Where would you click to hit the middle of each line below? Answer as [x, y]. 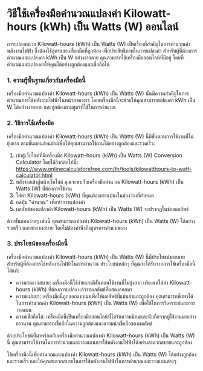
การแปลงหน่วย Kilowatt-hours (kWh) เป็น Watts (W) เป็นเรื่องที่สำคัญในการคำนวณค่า [99, 44]
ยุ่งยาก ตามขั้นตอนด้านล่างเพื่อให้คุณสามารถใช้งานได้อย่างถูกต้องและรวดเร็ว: [81, 143]
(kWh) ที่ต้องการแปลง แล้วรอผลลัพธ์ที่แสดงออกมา [82, 289]
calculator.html [34, 175]
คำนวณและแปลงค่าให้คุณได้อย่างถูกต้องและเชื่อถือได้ [58, 64]
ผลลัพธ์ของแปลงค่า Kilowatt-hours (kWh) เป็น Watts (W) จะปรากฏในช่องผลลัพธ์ [102, 208]
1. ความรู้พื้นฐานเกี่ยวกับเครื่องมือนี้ [47, 80]
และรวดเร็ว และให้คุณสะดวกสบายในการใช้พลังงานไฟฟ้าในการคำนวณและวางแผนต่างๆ [92, 361]
